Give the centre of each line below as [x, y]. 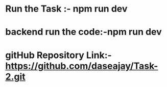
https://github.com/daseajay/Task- [82, 66]
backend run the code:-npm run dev [83, 32]
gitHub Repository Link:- [59, 55]
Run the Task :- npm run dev [66, 9]
